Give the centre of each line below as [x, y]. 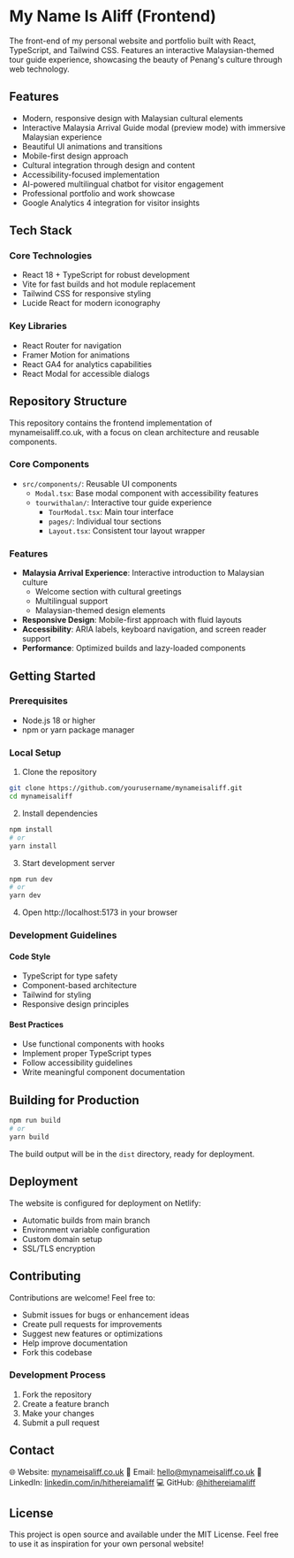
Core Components [49, 464]
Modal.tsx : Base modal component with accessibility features [147, 493]
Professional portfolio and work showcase [98, 193]
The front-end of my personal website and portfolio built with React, [133, 41]
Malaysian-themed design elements [100, 610]
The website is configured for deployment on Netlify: [105, 1203]
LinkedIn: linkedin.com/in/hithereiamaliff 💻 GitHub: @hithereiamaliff [132, 1482]
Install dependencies [60, 813]
